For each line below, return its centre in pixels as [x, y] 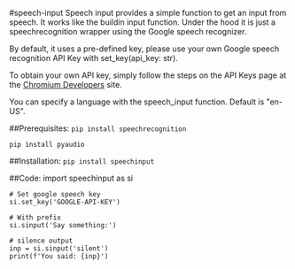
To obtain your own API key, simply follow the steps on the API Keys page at [148, 75]
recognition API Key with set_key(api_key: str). [94, 58]
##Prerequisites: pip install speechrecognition [98, 128]
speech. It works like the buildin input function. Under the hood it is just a [143, 22]
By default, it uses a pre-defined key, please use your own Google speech [144, 49]
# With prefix [35, 218]
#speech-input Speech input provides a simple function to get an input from [148, 13]
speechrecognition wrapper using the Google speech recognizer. [128, 31]
